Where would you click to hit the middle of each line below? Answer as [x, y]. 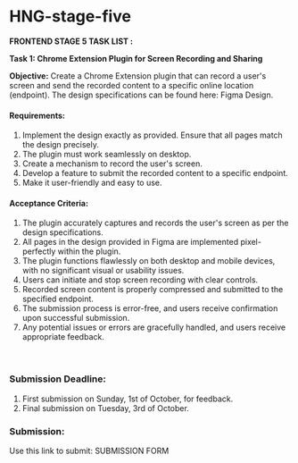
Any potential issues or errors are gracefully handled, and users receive [154, 327]
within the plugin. [89, 251]
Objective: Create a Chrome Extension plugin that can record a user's [138, 76]
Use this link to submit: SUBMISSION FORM [89, 450]
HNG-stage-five [70, 17]
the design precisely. [61, 145]
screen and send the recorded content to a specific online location [132, 85]
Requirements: [37, 115]
